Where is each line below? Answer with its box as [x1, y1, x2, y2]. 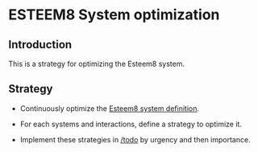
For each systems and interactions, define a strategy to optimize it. [19, 119, 242, 129]
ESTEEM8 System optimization [8, 6, 220, 24]
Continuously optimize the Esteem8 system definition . [19, 103, 200, 113]
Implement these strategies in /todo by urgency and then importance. [19, 134, 252, 144]
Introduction [8, 38, 73, 51]
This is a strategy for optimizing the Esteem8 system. [8, 59, 185, 68]
